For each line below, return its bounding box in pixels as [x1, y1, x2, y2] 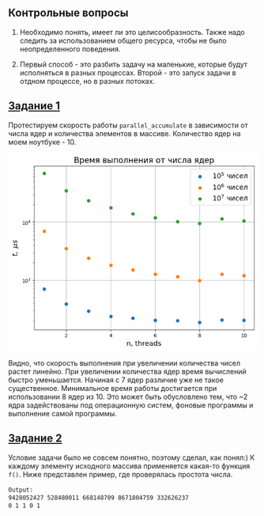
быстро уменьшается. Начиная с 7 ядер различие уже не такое [8, 375, 224, 385]
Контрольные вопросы [8, 6, 129, 20]
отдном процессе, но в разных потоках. [19, 76, 156, 85]
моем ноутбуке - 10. [8, 137, 77, 146]
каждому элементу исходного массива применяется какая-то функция [8, 461, 251, 470]
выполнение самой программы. [8, 408, 117, 418]
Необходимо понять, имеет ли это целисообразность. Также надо [19, 27, 245, 36]
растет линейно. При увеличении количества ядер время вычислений [8, 366, 247, 376]
